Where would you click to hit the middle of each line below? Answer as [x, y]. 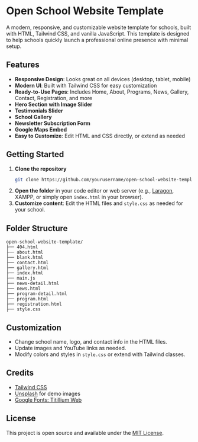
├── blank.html [25, 258]
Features [23, 65]
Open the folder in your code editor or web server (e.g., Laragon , [94, 191]
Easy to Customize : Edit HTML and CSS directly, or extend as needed [100, 136]
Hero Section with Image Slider [53, 104]
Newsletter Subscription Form [52, 123]
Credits [20, 373]
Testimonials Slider [39, 110]
